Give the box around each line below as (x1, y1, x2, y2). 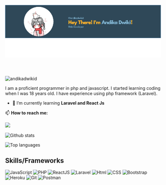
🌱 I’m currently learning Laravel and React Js (12, 100, 105, 106)
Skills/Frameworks (5, 156, 64, 165)
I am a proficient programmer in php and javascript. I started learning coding (5, 85, 161, 91)
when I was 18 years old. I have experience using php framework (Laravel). (5, 91, 158, 97)
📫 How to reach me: (5, 110, 48, 116)
